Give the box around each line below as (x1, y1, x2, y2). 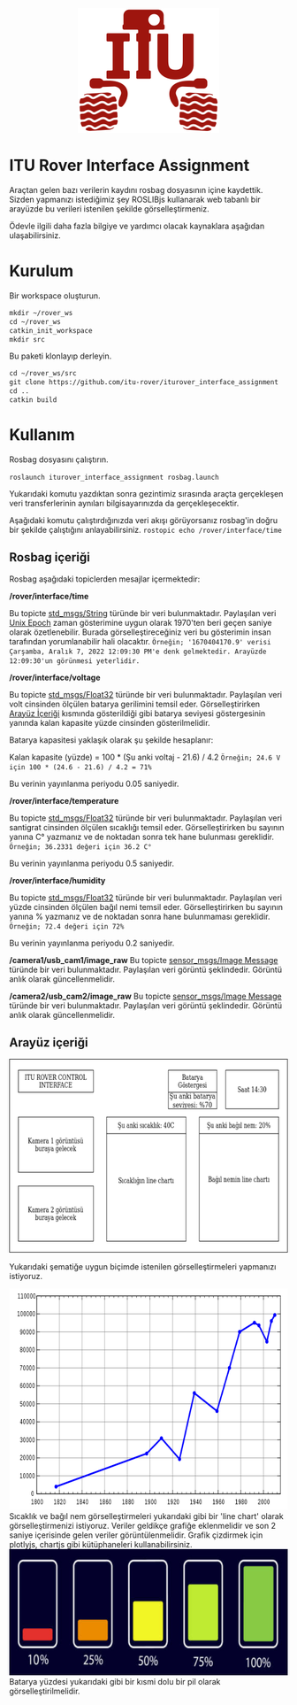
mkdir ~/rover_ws (9, 308, 73, 317)
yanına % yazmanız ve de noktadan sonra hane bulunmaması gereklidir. (9, 911, 270, 922)
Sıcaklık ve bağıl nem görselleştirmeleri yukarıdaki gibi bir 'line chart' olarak (9, 1511, 285, 1522)
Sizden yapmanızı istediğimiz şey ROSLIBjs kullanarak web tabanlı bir (9, 194, 261, 204)
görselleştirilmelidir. (9, 1686, 80, 1697)
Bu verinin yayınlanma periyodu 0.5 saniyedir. (9, 858, 175, 868)
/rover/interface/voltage (9, 672, 101, 683)
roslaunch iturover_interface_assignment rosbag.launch (9, 473, 219, 482)
